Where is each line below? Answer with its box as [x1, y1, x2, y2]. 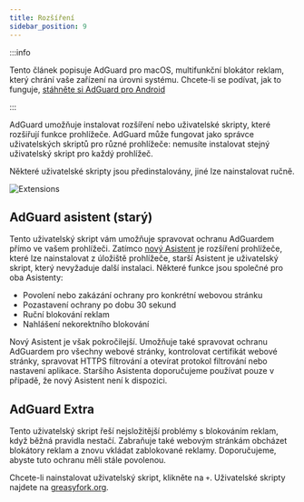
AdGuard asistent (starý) [9, 209, 152, 225]
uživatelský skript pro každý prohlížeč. [9, 147, 154, 159]
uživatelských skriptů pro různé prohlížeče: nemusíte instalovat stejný [9, 138, 270, 149]
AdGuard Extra [9, 401, 95, 417]
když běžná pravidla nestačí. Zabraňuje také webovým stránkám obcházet [9, 436, 288, 447]
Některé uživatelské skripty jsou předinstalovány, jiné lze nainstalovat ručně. [9, 166, 295, 176]
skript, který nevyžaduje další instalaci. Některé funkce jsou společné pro [9, 263, 284, 274]
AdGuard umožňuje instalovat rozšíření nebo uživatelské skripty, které [9, 119, 270, 130]
